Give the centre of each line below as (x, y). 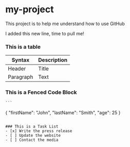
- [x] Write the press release (39, 131)
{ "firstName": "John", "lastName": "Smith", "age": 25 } (63, 112)
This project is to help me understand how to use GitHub (65, 24)
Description (53, 60)
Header (17, 69)
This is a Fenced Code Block (41, 92)
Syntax (21, 60)
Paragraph (21, 77)
